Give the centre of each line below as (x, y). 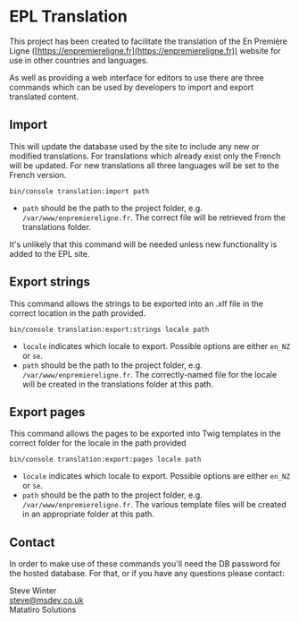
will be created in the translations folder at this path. (118, 384)
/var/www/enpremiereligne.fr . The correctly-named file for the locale (149, 374)
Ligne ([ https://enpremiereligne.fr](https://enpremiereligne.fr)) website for (145, 50)
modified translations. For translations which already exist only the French (145, 156)
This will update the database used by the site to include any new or (134, 146)
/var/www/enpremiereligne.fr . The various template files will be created (154, 505)
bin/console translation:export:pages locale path (105, 460)
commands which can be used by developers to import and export (132, 87)
